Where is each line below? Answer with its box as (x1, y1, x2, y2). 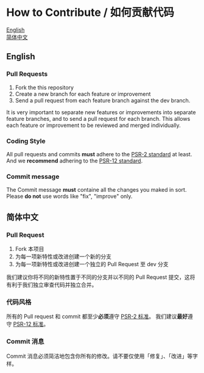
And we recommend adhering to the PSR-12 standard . (6, 157, 143, 164)
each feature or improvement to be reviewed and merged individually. (6, 121, 181, 129)
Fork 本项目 (15, 245, 44, 252)
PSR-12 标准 (13, 320, 44, 328)
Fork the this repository (15, 84, 74, 91)
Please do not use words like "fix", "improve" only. (6, 193, 133, 200)
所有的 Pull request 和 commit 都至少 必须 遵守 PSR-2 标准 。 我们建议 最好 (6, 313, 188, 320)
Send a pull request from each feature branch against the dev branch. (15, 96, 191, 104)
